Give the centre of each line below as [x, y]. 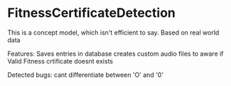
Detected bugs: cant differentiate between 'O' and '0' [86, 75]
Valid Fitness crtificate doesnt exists [60, 61]
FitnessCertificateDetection [92, 13]
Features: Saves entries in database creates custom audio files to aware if [116, 54]
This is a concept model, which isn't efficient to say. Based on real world [113, 32]
